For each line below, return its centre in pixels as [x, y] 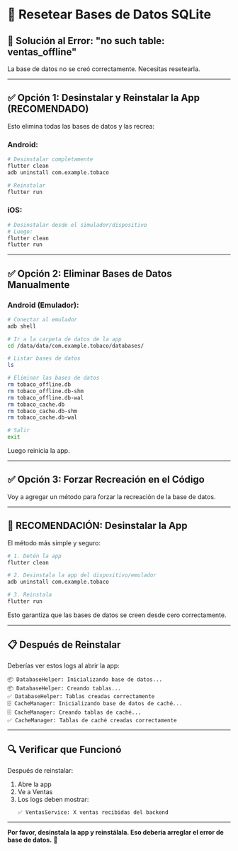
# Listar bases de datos [44, 358]
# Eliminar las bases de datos [53, 378]
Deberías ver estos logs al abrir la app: [64, 665]
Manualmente [39, 285]
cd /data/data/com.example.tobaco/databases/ [75, 346]
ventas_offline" [42, 52]
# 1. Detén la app [34, 556]
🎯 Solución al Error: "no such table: [86, 41]
